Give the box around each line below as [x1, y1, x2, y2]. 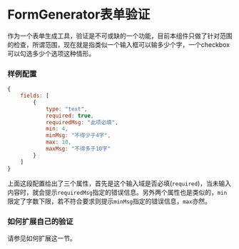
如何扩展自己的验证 [7, 216, 73, 226]
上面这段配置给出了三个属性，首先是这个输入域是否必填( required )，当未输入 [7, 179, 232, 188]
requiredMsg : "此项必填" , [45, 118, 119, 126]
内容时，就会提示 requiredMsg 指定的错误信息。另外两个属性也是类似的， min [7, 188, 228, 196]
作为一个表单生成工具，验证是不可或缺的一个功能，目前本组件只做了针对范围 [7, 31, 233, 40]
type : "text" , [45, 105, 88, 113]
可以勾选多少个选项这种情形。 [7, 49, 95, 58]
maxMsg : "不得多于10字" [45, 146, 111, 153]
